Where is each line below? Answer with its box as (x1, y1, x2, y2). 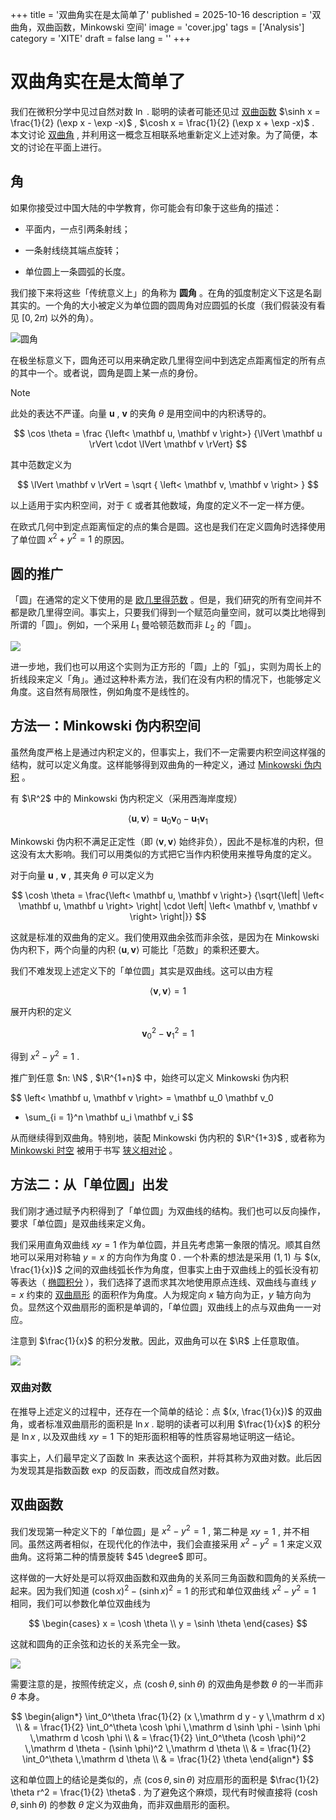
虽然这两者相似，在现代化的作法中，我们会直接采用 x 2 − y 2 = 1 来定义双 (27, 1536, 323, 1550)
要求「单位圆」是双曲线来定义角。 (10, 1217, 151, 1229)
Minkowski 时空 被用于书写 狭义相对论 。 (10, 1144, 178, 1156)
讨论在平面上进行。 (27, 141, 107, 153)
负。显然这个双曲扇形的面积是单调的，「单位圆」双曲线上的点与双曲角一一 (10, 1301, 313, 1313)
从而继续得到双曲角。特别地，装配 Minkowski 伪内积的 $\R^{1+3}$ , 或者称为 (10, 1131, 326, 1143)
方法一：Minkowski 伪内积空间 (10, 718, 202, 735)
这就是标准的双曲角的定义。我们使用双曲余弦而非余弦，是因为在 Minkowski (10, 931, 320, 943)
